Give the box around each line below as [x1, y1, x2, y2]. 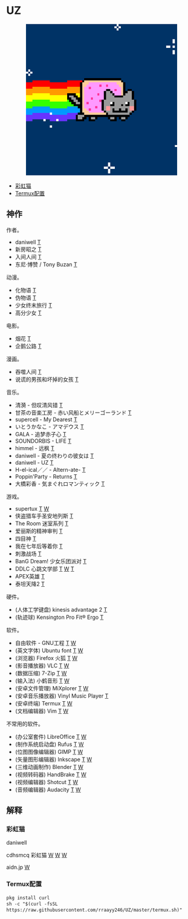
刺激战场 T [15, 550, 42, 557]
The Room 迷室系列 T [15, 520, 68, 527]
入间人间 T [15, 253, 42, 260]
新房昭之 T [15, 246, 42, 253]
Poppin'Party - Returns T [15, 473, 77, 480]
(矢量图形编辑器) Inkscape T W [15, 756, 92, 763]
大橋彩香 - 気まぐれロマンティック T [15, 480, 105, 487]
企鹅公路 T [15, 342, 42, 350]
